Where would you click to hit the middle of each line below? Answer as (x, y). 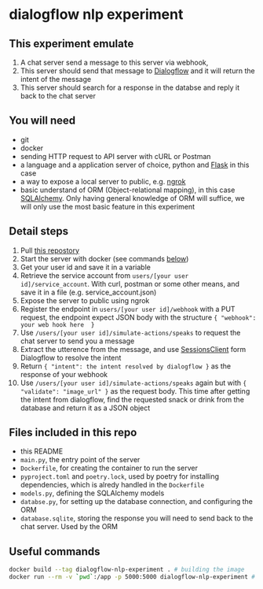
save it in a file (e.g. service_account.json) (88, 292)
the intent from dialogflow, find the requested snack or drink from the (132, 399)
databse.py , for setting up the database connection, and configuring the (137, 502)
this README (42, 451)
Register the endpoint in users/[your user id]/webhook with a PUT (128, 309)
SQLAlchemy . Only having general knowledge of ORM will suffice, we (133, 198)
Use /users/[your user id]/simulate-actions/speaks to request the (130, 332)
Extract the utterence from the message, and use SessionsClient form (133, 349)
